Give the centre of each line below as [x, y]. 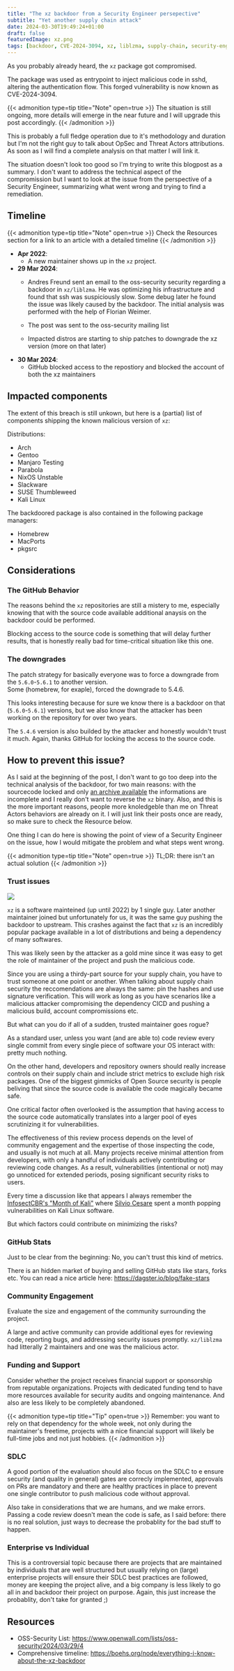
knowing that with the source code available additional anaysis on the [107, 613]
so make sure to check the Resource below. [70, 822]
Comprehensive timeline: [53, 1654]
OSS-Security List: [44, 1638]
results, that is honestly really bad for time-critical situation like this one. [110, 641]
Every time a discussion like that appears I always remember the [100, 1196]
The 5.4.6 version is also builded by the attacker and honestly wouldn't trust [117, 731]
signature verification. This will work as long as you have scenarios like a [111, 996]
